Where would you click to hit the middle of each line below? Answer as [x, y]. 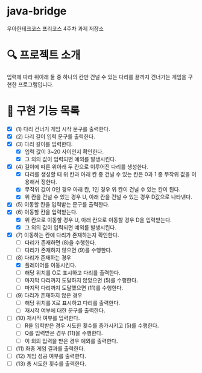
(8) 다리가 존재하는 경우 [43, 257]
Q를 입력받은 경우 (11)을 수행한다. [64, 333]
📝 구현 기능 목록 [43, 111]
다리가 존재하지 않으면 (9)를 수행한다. [68, 250]
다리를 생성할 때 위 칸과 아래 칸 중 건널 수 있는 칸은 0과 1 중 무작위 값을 [107, 174]
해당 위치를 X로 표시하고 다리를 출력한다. [72, 303]
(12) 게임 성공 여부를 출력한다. [51, 356]
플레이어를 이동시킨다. [51, 265]
